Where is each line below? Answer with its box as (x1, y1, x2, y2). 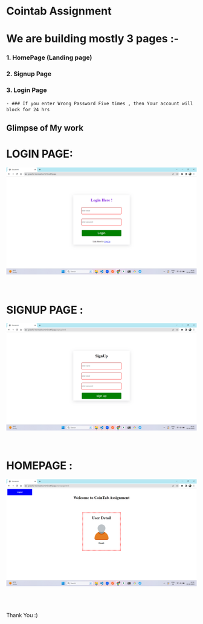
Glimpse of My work (6, 123, 83, 133)
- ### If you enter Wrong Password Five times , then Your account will (6, 100, 193, 106)
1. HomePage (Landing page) (6, 53, 92, 62)
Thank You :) (6, 612, 38, 619)
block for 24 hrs (6, 106, 50, 112)
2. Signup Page (6, 70, 52, 78)
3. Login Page (6, 86, 47, 94)
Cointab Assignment (6, 4, 112, 18)
